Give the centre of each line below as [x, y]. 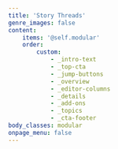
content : [22, 30]
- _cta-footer [73, 118]
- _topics [66, 111]
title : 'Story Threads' [47, 15]
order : [33, 45]
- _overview [70, 81]
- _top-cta [68, 67]
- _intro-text [73, 60]
